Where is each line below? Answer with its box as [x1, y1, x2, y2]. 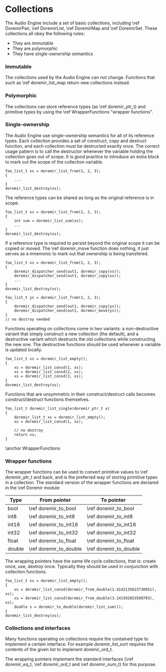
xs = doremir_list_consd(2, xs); [14, 369, 83, 374]
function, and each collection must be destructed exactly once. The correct [5, 143, 160, 149]
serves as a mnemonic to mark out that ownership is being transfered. [5, 250, 149, 257]
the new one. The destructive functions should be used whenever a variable [5, 341, 161, 347]
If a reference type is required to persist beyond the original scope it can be [5, 240, 160, 246]
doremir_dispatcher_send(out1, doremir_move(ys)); [14, 308, 121, 313]
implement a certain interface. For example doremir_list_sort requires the [5, 641, 154, 647]
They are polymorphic [12, 45, 58, 51]
